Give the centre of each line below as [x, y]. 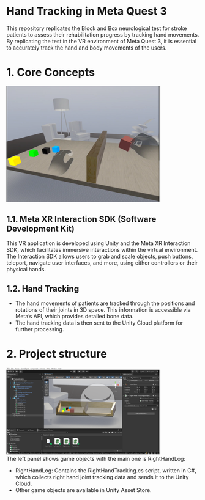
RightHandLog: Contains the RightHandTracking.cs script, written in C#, [106, 470]
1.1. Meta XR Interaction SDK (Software [81, 219]
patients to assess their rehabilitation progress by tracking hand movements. [103, 34]
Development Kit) [40, 228]
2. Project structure [57, 354]
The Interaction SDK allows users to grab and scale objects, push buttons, [100, 256]
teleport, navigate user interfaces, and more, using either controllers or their [102, 263]
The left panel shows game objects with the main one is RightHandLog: [96, 458]
